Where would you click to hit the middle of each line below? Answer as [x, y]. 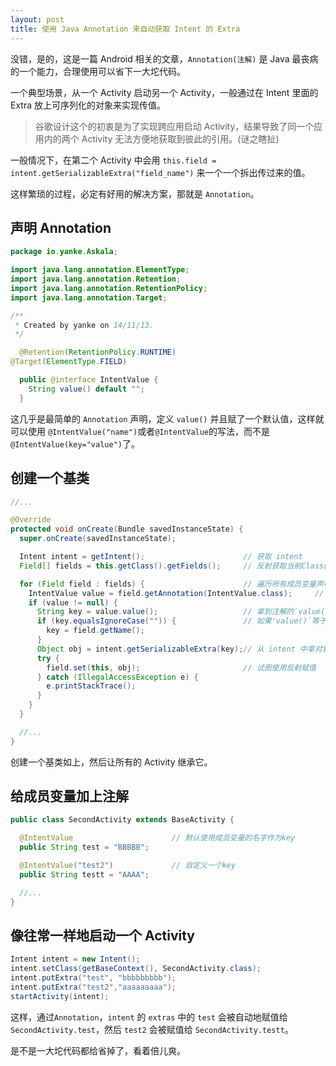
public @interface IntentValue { [89, 380]
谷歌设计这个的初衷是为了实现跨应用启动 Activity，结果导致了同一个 [174, 126]
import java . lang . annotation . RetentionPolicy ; [109, 288]
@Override [31, 520]
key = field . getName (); [95, 631]
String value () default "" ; [86, 389]
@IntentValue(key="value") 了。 [75, 443]
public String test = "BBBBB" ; [84, 847]
